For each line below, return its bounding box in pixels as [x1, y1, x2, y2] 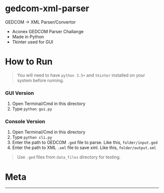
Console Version [5, 118, 45, 125]
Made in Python [12, 34, 44, 40]
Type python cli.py [12, 134, 52, 140]
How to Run [5, 56, 53, 67]
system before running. [17, 77, 64, 83]
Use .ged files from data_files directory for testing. [17, 154, 121, 160]
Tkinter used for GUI [12, 39, 54, 44]
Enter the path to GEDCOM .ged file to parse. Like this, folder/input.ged [12, 140, 158, 146]
